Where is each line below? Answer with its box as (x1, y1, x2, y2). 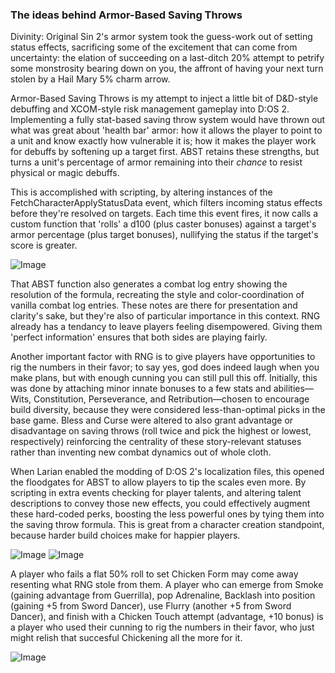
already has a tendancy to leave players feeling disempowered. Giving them (10, 321, 323, 333)
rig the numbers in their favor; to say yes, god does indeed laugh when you (10, 361, 320, 373)
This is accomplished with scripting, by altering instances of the (10, 186, 273, 198)
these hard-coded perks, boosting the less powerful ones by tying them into (10, 508, 325, 520)
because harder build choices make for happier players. (10, 529, 241, 542)
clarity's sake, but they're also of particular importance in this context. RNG (10, 310, 321, 322)
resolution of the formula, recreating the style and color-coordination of (10, 289, 305, 301)
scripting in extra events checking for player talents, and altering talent (10, 487, 302, 499)
